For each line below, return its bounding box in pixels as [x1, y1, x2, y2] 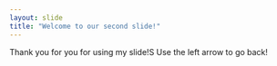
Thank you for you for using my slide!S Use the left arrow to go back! [9, 46, 269, 57]
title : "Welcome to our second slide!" [9, 22, 161, 31]
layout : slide [9, 13, 64, 23]
